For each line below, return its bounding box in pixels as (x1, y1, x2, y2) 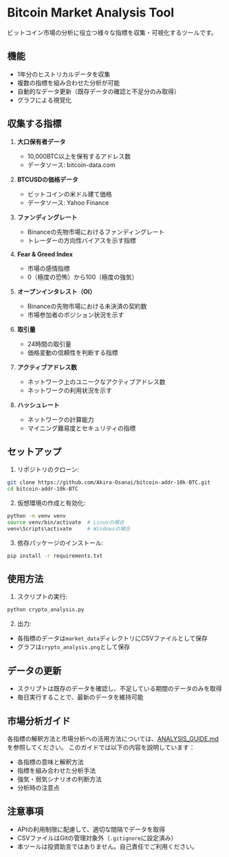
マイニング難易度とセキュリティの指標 (27, 424, 136, 432)
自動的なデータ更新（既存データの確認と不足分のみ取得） (17, 87, 180, 96)
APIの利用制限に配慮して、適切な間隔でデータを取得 (17, 825, 166, 833)
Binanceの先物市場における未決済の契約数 (27, 302, 147, 310)
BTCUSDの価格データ (17, 175, 79, 183)
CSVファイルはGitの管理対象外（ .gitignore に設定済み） (17, 834, 177, 842)
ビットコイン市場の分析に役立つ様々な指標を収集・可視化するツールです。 (7, 28, 218, 36)
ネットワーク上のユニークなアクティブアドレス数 (27, 377, 166, 386)
